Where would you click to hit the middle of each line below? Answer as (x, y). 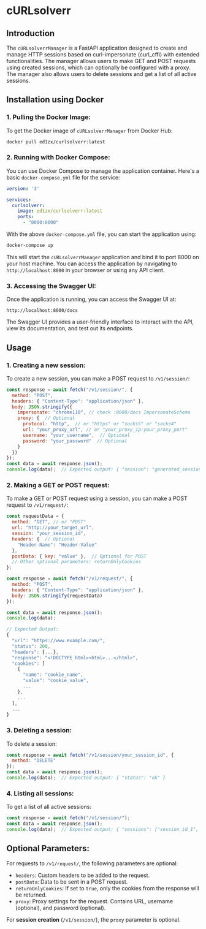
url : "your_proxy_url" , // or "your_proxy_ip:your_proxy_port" (105, 430)
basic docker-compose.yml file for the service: (63, 177)
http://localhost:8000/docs (42, 311)
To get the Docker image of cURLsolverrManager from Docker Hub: (90, 131)
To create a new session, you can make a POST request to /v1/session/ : (98, 378)
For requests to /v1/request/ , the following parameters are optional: (92, 863)
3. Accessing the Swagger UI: (51, 286)
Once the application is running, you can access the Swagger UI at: (91, 299)
